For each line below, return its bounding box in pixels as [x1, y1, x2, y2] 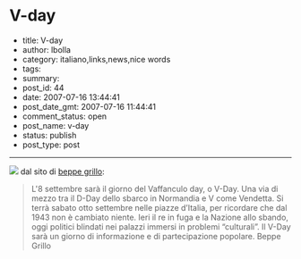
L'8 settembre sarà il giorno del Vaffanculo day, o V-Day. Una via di [30, 183, 279, 194]
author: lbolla [21, 44, 72, 54]
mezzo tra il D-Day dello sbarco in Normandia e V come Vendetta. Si [30, 193, 284, 204]
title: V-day [21, 35, 64, 46]
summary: [21, 72, 60, 83]
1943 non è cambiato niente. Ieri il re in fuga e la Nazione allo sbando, [30, 212, 289, 222]
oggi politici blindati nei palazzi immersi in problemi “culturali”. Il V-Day [30, 221, 291, 232]
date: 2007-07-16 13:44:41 [21, 91, 121, 103]
